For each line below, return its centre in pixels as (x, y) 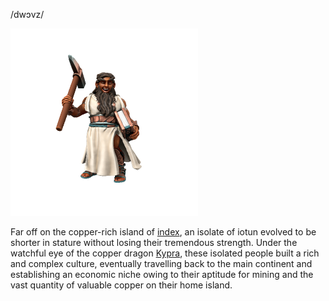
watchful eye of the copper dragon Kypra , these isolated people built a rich (165, 253)
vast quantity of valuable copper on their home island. (121, 285)
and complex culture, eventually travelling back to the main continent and (161, 263)
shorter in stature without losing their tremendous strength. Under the (154, 242)
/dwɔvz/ (27, 14)
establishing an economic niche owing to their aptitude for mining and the (162, 274)
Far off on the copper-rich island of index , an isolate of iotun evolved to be (163, 232)
